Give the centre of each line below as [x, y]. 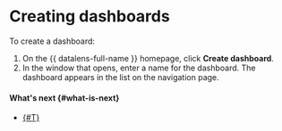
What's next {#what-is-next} [64, 98]
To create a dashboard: [52, 41]
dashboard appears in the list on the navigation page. [120, 77]
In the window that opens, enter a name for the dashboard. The [139, 68]
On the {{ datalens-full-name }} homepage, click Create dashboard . [148, 58]
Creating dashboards [90, 16]
